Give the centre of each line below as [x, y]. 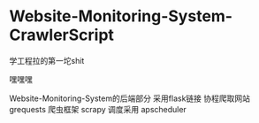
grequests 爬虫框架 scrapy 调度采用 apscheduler [98, 109]
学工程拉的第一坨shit [47, 60]
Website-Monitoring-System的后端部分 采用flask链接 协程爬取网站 [129, 98]
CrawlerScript [62, 35]
